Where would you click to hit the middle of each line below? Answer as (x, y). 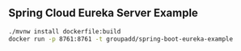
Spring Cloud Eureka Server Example (103, 13)
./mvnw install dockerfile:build (65, 31)
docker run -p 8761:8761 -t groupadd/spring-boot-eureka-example (120, 39)
